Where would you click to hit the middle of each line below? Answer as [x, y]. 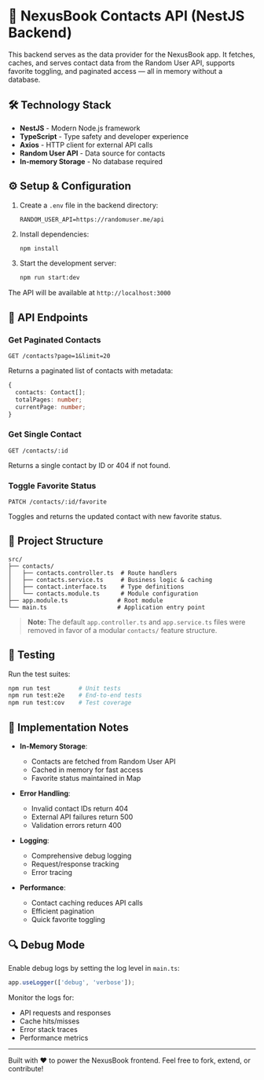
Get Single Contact [45, 434]
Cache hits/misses [49, 1021]
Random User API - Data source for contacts [92, 153]
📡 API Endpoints [48, 317]
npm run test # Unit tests [65, 688]
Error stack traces [49, 1029]
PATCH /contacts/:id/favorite [58, 502]
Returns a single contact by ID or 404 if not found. [89, 465]
